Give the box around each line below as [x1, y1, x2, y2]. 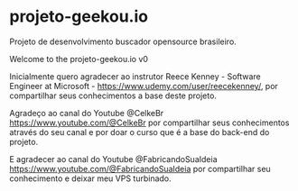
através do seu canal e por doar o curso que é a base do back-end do [9, 126, 270, 137]
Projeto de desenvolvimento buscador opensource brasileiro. [9, 36, 237, 47]
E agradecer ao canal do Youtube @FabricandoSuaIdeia [9, 153, 218, 164]
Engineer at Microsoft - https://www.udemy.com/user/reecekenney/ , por [9, 80, 278, 91]
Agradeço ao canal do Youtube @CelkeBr [9, 107, 164, 118]
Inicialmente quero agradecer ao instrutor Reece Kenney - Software [9, 70, 262, 82]
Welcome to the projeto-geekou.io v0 [9, 53, 149, 64]
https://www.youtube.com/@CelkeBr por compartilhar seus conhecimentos [9, 117, 290, 128]
